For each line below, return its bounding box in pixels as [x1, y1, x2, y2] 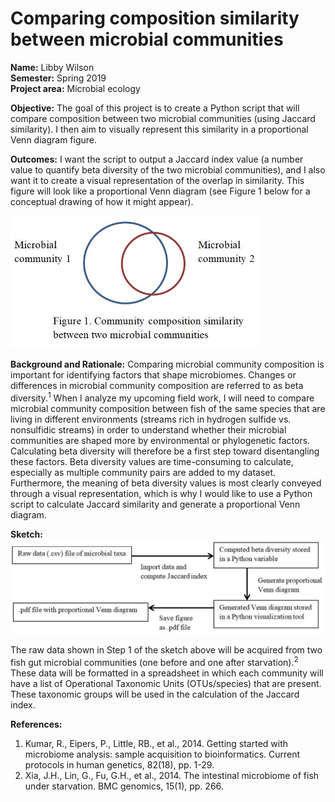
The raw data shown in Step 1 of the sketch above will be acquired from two [10, 644, 323, 656]
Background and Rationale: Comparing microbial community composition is [10, 358, 325, 371]
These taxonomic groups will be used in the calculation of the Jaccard [10, 688, 300, 701]
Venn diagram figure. [10, 133, 98, 146]
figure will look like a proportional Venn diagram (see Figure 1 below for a [10, 185, 311, 197]
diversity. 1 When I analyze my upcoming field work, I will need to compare [10, 390, 315, 404]
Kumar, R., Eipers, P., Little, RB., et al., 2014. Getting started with [24, 738, 289, 750]
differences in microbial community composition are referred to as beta [10, 380, 304, 392]
